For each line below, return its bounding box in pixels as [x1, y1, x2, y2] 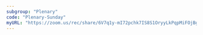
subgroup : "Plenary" [6, 8, 59, 15]
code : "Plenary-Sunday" [6, 14, 66, 20]
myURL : [6, 20, 23, 26]
